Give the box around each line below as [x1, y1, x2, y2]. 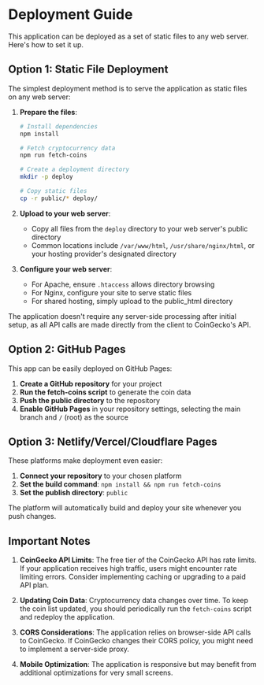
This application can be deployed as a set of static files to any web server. [8, 31, 249, 41]
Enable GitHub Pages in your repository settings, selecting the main [19, 404, 241, 413]
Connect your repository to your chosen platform [19, 471, 182, 481]
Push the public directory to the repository [19, 395, 160, 405]
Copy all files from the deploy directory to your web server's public [31, 224, 248, 233]
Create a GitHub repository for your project [19, 379, 162, 388]
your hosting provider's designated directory [31, 249, 177, 258]
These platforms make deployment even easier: [8, 456, 163, 465]
